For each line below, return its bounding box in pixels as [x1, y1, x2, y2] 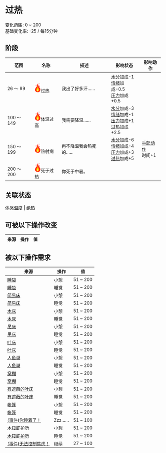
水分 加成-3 [111, 105, 134, 111]
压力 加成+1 [111, 117, 134, 124]
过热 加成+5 [111, 155, 134, 161]
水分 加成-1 [111, 74, 134, 80]
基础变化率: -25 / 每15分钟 [5, 28, 58, 34]
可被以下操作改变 [5, 221, 57, 229]
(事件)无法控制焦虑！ [7, 441, 50, 447]
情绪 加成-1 [111, 111, 134, 117]
